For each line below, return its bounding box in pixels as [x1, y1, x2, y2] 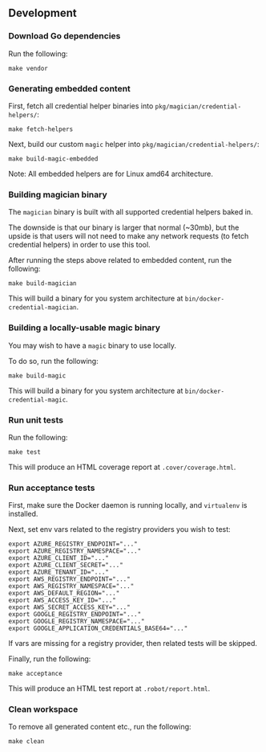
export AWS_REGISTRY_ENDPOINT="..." [8, 575, 131, 583]
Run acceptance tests [8, 482, 95, 493]
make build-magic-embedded [8, 154, 99, 163]
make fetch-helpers [8, 125, 74, 133]
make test [8, 448, 42, 456]
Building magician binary [8, 189, 108, 200]
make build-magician [8, 280, 78, 288]
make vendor [8, 64, 48, 72]
